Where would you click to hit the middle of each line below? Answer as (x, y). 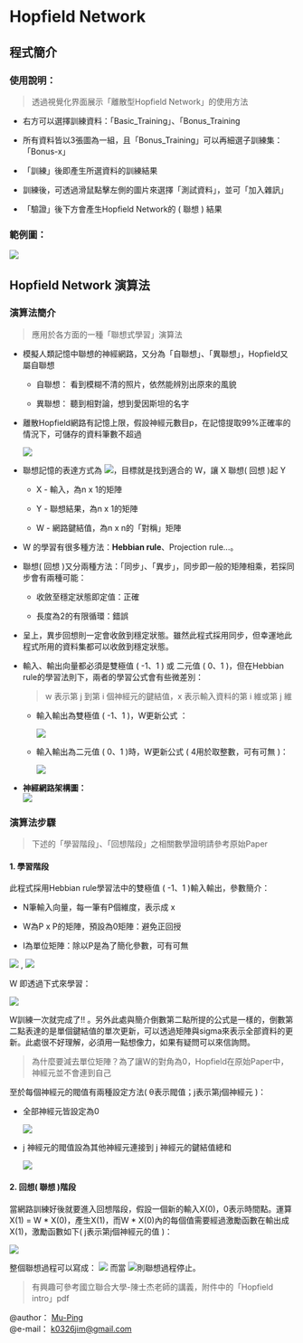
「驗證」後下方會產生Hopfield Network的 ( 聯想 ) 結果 (123, 209)
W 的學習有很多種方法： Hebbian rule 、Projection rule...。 (130, 547)
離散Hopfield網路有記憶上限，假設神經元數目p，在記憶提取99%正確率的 (156, 422)
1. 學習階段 (29, 866)
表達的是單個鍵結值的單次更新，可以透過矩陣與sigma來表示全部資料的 (155, 1031)
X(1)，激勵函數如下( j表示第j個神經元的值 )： (91, 1231)
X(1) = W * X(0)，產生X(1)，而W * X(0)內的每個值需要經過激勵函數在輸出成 (149, 1220)
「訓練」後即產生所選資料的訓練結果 (90, 170)
